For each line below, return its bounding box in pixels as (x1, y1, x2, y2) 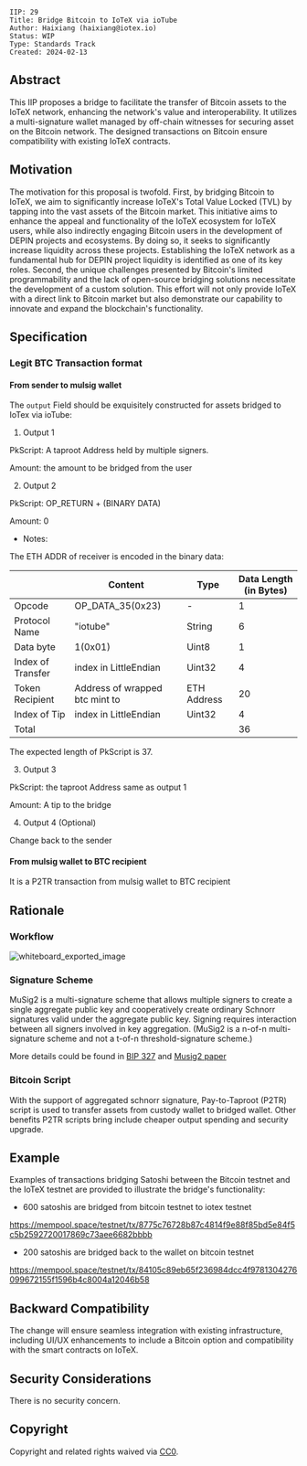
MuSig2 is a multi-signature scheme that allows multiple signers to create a (9, 994, 292, 1005)
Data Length (238, 573, 293, 586)
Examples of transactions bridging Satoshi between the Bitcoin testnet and (9, 1174, 291, 1185)
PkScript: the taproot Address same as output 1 (9, 781, 187, 793)
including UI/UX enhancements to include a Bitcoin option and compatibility (9, 1334, 294, 1346)
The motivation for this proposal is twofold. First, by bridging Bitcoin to (9, 186, 275, 197)
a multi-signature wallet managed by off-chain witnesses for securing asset (9, 116, 294, 127)
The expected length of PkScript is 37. (9, 747, 153, 758)
